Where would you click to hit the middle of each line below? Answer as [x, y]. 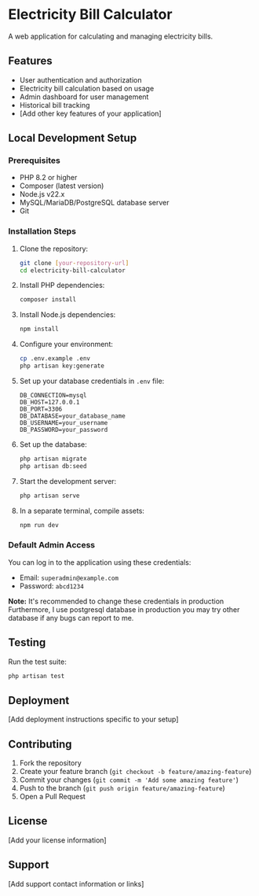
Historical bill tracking [55, 105]
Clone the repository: [54, 249]
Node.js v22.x [42, 194]
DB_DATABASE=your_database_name [72, 416]
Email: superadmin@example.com [69, 577]
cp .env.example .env [55, 359]
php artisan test [36, 676]
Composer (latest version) [62, 186]
